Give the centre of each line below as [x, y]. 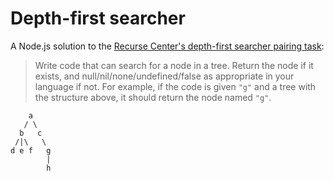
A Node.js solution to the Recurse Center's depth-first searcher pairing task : [167, 46]
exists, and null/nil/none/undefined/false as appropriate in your [164, 76]
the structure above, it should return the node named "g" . [153, 97]
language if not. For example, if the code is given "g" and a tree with [175, 86]
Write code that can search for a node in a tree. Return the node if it [174, 65]
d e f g [31, 150]
